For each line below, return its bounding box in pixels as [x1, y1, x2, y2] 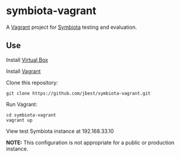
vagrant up [6, 117, 33, 123]
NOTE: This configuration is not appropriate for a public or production [6, 139, 175, 146]
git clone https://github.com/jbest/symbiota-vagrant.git [6, 90, 151, 96]
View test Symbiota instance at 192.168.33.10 [6, 128, 114, 135]
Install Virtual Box [6, 56, 49, 63]
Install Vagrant [6, 68, 41, 75]
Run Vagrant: [6, 101, 38, 108]
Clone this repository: [6, 79, 59, 86]
